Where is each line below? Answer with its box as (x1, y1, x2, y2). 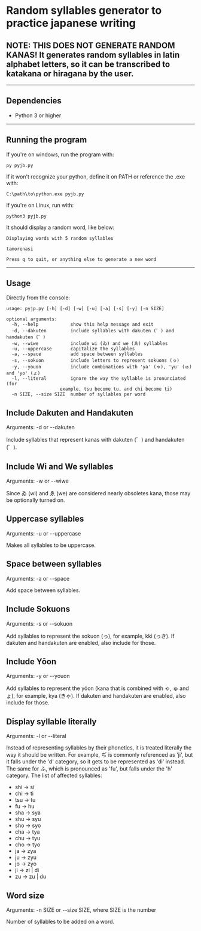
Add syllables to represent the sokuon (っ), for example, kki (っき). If (6, 632, 175, 639)
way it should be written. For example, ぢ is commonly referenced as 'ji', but (6, 751, 193, 759)
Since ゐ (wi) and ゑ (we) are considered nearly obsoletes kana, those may (6, 490, 191, 497)
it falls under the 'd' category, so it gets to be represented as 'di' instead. (6, 758, 185, 765)
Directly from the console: (6, 294, 71, 301)
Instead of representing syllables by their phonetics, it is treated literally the (6, 744, 192, 751)
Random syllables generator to (6, 4, 162, 17)
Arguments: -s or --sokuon (6, 620, 73, 627)
